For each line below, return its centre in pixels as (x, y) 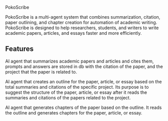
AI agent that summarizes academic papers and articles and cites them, (80, 61)
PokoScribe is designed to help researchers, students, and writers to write (82, 28)
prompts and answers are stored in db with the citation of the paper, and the (84, 66)
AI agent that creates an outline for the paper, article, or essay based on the (83, 81)
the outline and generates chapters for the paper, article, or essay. (74, 112)
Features (19, 49)
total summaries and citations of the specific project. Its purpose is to (77, 87)
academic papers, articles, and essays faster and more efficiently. (73, 33)
